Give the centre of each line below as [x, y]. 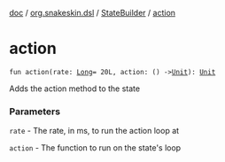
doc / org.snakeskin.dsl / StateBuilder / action [92, 13]
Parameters [35, 112]
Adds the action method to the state [74, 89]
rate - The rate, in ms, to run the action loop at [94, 131]
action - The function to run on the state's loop [95, 148]
